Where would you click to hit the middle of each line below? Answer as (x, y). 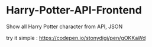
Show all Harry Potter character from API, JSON (64, 26)
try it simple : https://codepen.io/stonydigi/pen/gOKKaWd (76, 38)
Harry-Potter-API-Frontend (74, 10)
